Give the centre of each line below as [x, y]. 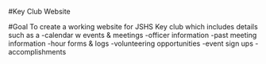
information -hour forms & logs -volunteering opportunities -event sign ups [131, 43]
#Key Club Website [40, 11]
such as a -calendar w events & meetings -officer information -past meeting [133, 35]
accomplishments [37, 52]
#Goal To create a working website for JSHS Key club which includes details [133, 26]
